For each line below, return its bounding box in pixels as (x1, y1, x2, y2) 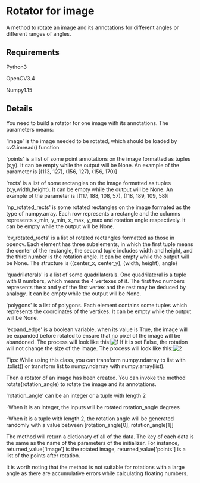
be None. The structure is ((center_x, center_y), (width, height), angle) (6, 259, 177, 266)
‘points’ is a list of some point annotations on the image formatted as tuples (6, 155, 190, 162)
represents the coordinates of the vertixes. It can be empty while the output (6, 308, 192, 315)
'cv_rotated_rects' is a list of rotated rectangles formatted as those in (6, 234, 174, 241)
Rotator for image (6, 4, 95, 18)
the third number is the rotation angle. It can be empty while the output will (6, 253, 189, 260)
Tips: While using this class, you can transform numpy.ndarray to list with (6, 356, 186, 363)
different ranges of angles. (6, 30, 71, 37)
